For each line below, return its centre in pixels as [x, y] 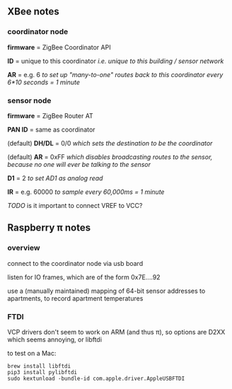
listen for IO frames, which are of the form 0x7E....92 [84, 277]
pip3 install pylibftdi [42, 372]
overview [24, 248]
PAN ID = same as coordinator [51, 129]
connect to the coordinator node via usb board [75, 263]
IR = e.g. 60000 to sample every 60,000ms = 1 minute [86, 192]
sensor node [29, 100]
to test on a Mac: [32, 353]
